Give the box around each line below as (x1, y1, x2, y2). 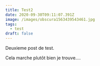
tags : (5, 21, 17, 27)
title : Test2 (5, 7, 33, 13)
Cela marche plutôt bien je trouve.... (5, 55, 81, 61)
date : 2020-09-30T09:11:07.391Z (5, 12, 74, 17)
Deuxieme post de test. (5, 45, 55, 51)
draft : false (5, 31, 33, 36)
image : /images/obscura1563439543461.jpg (5, 17, 95, 22)
